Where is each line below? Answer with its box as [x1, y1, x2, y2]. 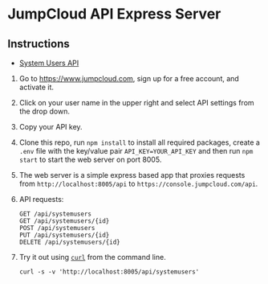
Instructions [7, 37, 70, 51]
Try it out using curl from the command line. [18, 253, 166, 261]
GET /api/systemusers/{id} [18, 217, 110, 225]
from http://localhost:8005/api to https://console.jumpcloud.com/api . [18, 179, 258, 188]
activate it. [18, 82, 54, 92]
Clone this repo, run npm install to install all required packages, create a [18, 138, 260, 147]
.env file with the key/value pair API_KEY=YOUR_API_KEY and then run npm [18, 146, 254, 155]
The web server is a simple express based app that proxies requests [18, 171, 246, 179]
